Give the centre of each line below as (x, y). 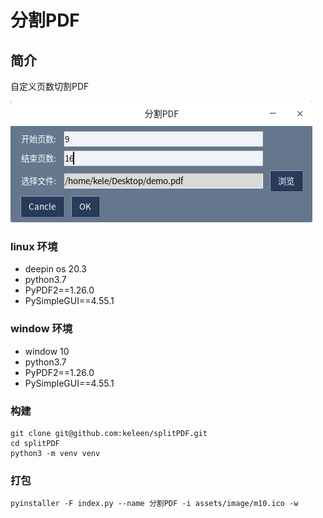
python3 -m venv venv (55, 453)
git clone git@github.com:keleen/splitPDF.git (109, 433)
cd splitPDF (35, 443)
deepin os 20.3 (55, 269)
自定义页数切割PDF (50, 86)
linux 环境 (34, 246)
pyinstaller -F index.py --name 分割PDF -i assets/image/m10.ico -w (154, 504)
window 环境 (41, 329)
